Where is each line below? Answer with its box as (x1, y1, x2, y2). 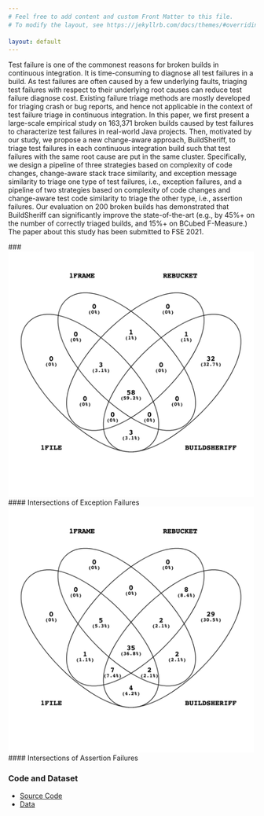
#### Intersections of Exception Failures (8, 498, 140, 507)
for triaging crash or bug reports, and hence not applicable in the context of (8, 102, 253, 112)
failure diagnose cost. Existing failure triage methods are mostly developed (8, 94, 251, 103)
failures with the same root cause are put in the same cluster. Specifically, (8, 152, 247, 161)
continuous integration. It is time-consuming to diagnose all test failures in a (8, 68, 254, 78)
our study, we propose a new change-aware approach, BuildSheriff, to (8, 135, 236, 145)
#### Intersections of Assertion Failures (8, 753, 139, 763)
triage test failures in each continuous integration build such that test (8, 144, 231, 153)
